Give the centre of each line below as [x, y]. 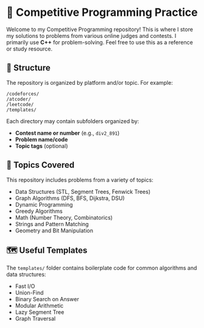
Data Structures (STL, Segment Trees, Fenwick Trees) [83, 191]
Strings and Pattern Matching [52, 224]
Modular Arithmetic [39, 306]
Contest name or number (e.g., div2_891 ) [67, 133]
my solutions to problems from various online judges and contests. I [91, 35]
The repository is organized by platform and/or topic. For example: [90, 82]
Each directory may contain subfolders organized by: [73, 121]
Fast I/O [25, 287]
